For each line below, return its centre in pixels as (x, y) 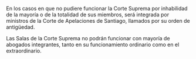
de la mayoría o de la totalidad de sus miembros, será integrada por (87, 15)
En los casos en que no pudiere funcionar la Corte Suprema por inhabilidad (97, 8)
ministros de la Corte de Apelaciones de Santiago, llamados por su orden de (98, 21)
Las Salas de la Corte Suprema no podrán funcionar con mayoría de (88, 38)
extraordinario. (24, 51)
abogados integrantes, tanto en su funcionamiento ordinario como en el (93, 44)
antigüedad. (21, 27)
